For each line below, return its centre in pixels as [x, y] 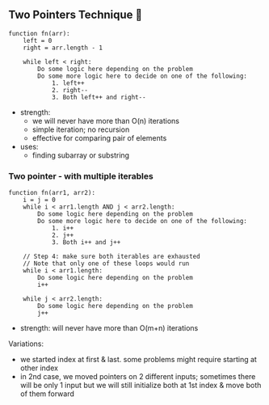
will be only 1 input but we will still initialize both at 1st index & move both [141, 386]
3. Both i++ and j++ [86, 243]
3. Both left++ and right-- [99, 97]
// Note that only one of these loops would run [106, 264]
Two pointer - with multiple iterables [81, 176]
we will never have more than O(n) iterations [106, 120]
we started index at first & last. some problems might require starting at [138, 360]
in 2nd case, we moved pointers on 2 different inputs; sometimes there [138, 377]
